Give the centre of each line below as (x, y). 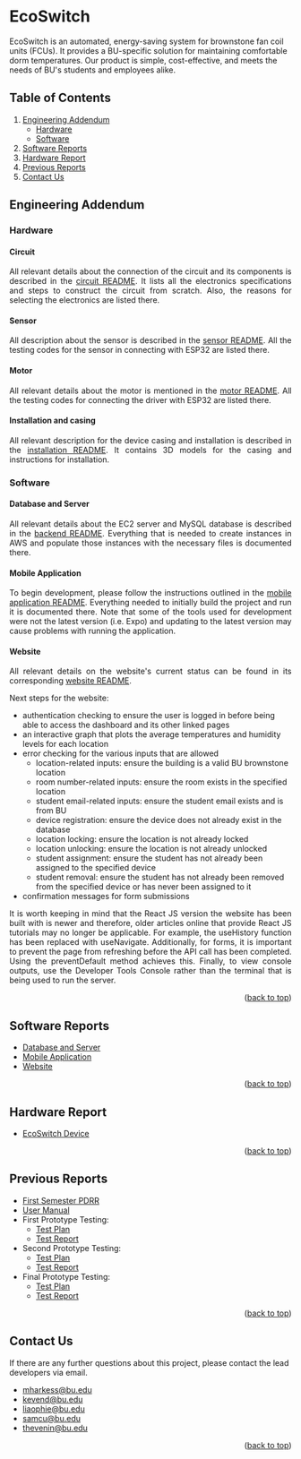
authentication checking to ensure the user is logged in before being (149, 716)
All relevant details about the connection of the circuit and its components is (150, 271)
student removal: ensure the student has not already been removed (160, 877)
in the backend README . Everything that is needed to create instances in (150, 533)
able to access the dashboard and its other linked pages (126, 725)
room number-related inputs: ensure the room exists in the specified (161, 782)
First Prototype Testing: (65, 1219)
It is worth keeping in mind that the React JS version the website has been (150, 914)
